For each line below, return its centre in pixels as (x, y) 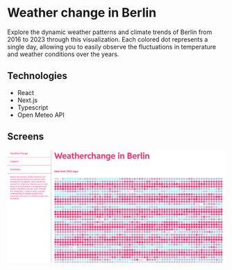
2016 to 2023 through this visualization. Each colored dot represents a (108, 39)
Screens (25, 137)
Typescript (33, 107)
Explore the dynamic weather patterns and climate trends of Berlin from (110, 32)
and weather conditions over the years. (63, 54)
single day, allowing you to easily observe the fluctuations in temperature (112, 47)
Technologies (38, 76)
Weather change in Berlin (82, 13)
